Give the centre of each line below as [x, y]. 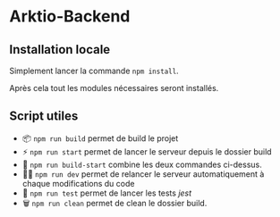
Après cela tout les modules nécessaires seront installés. [114, 88]
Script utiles [44, 117]
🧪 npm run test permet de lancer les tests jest [107, 193]
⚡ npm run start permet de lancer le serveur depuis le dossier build [147, 151]
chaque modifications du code [78, 183]
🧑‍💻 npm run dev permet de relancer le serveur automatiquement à [143, 174]
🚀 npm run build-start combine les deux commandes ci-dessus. [142, 164]
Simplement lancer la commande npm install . [94, 71]
